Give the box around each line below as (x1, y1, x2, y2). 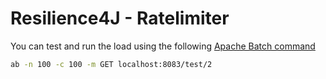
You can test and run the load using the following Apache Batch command (10, 40, 316, 52)
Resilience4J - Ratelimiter (10, 7, 230, 30)
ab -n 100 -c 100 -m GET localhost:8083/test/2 (10, 59, 213, 69)
